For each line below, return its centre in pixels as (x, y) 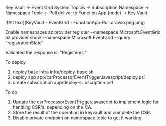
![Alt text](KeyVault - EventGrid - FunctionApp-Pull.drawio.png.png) (75, 22)
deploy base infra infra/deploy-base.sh (53, 72)
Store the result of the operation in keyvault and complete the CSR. (82, 113)
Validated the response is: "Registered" (46, 52)
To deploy (16, 62)
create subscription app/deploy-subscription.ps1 (63, 83)
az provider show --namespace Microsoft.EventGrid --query (68, 37)
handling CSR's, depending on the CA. (52, 107)
